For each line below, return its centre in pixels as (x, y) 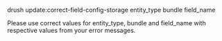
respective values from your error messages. (71, 30)
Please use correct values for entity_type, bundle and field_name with (106, 23)
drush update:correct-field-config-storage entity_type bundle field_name (112, 10)
